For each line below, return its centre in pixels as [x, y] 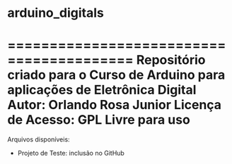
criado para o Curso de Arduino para [116, 75]
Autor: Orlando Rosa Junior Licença [114, 105]
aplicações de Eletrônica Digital [102, 90]
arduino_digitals [56, 13]
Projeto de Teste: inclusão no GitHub [71, 153]
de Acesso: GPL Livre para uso [99, 120]
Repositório [171, 60]
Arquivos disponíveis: [39, 139]
